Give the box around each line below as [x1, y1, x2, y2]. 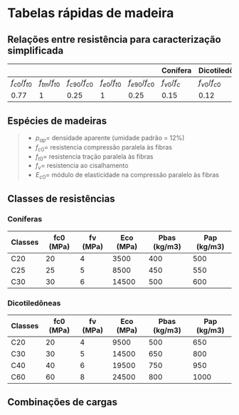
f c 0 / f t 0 [11, 78, 33, 89]
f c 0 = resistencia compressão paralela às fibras [35, 142, 173, 153]
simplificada [7, 44, 64, 56]
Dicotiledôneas [7, 298, 61, 308]
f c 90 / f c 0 [66, 78, 94, 89]
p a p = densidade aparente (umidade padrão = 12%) [35, 134, 185, 144]
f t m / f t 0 [38, 78, 60, 89]
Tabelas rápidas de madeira [7, 5, 174, 21]
